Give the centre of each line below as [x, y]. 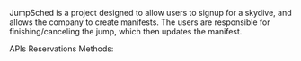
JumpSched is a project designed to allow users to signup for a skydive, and [150, 13]
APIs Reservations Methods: [62, 49]
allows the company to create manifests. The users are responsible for [140, 22]
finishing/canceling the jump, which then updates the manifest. [126, 31]
